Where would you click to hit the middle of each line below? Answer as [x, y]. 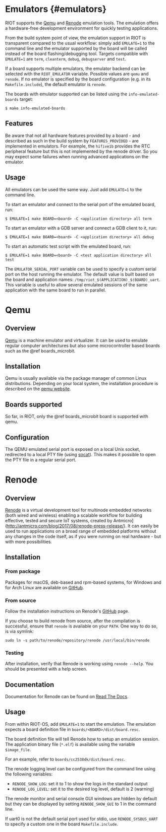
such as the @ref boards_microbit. [40, 350]
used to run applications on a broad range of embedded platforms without [81, 531]
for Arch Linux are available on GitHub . [45, 587]
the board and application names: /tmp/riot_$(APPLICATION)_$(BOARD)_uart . [83, 279]
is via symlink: [20, 631]
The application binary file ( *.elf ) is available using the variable [70, 744]
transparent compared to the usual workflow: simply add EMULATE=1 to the [80, 43]
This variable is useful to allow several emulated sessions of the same [76, 284]
